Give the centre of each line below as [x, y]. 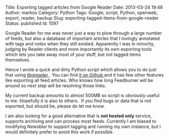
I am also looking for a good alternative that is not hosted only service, [78, 116]
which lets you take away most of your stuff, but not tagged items [73, 54]
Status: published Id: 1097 [32, 23]
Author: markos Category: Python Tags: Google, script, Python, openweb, [81, 13]
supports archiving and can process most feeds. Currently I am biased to [81, 121]
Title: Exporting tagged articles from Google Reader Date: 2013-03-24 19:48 [84, 7]
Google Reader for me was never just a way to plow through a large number [84, 33]
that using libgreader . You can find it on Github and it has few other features [84, 75]
